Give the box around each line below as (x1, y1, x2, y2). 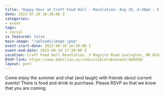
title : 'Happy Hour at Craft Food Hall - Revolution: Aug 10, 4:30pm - (5, 7, 155, 12)
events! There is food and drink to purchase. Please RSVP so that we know (5, 80, 156, 86)
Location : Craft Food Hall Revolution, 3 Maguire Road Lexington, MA (5, 52, 151, 58)
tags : (5, 25, 16, 30)
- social (5, 30, 23, 35)
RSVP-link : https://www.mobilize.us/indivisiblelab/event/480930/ (5, 57, 144, 62)
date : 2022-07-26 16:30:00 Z (5, 12, 65, 17)
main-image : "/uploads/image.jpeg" (5, 39, 78, 44)
